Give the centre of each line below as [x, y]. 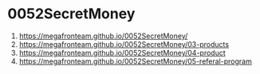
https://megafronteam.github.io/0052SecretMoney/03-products [124, 44]
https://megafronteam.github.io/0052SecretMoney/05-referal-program [135, 61]
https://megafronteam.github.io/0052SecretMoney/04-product [122, 53]
